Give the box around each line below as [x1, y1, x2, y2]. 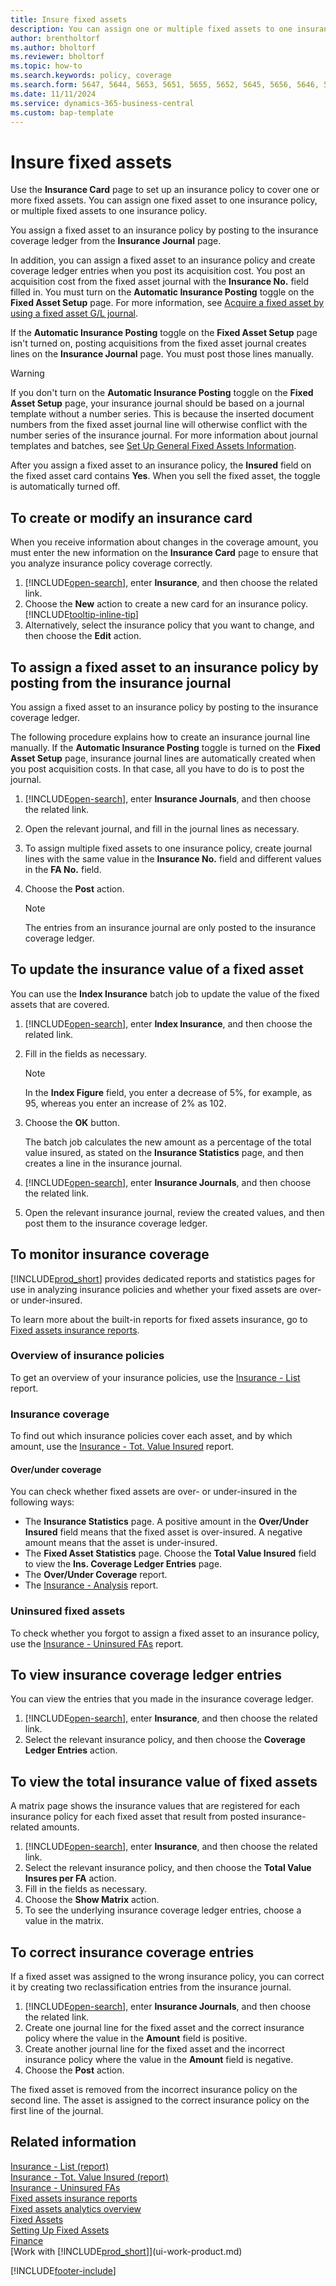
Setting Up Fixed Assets [10, 2224, 110, 2236]
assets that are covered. [10, 998, 110, 1010]
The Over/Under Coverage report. [24, 1569, 168, 1581]
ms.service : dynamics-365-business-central [10, 98, 195, 108]
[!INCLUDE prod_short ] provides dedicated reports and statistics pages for [10, 1272, 316, 1285]
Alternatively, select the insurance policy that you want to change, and [24, 619, 315, 631]
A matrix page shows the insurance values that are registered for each [10, 1800, 301, 1812]
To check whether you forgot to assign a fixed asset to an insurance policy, [10, 1627, 320, 1639]
